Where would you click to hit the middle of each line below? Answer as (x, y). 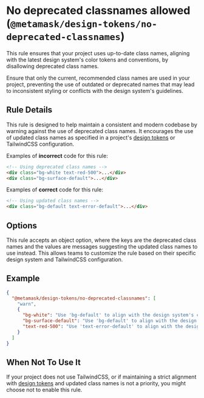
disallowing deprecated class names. (53, 66)
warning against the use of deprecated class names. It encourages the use (100, 131)
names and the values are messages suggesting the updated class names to (102, 246)
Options (22, 225)
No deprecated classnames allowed (98, 11)
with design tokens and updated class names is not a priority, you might (96, 383)
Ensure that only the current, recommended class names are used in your (98, 78)
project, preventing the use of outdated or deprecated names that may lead (100, 84)
